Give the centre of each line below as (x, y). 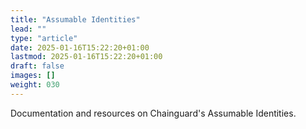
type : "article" (44, 38)
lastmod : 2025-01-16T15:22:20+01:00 (86, 57)
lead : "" (28, 29)
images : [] (33, 76)
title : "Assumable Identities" (75, 19)
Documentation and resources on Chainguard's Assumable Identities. (153, 113)
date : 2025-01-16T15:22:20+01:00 (80, 47)
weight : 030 (35, 85)
